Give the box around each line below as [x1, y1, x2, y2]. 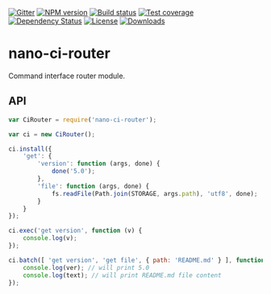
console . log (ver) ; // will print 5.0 [23, 263, 150, 271]
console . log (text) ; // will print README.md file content [23, 271, 222, 280]
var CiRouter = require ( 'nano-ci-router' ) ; [8, 115, 157, 124]
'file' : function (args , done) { [37, 182, 150, 190]
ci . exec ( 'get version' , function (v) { [8, 226, 143, 235]
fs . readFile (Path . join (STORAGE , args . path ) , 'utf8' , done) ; [51, 189, 258, 197]
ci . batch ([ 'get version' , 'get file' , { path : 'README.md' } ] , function [8, 256, 265, 264]
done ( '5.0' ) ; [51, 168, 95, 176]
